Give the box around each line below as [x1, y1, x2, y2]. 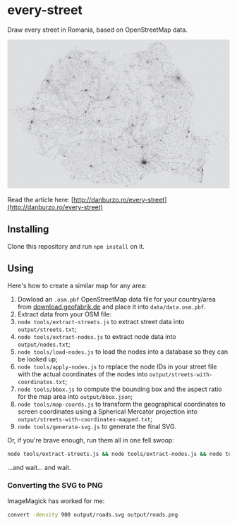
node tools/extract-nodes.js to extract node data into [17, 332, 176, 340]
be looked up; [17, 354, 58, 363]
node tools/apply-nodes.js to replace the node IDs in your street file [17, 362, 217, 371]
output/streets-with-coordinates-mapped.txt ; [17, 414, 153, 423]
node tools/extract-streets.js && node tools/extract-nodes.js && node [7, 450, 222, 457]
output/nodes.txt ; [17, 340, 71, 348]
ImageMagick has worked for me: [7, 496, 105, 505]
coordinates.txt [17, 378, 66, 385]
